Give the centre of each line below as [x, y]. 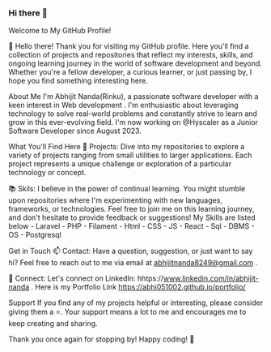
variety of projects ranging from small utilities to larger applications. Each [130, 155]
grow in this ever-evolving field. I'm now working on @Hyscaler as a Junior [133, 122]
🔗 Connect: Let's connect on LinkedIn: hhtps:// [86, 278]
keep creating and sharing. [53, 324]
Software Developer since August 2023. [75, 131]
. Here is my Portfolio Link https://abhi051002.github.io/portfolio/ [138, 287]
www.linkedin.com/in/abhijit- [211, 278]
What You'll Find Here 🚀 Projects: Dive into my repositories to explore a [127, 147]
